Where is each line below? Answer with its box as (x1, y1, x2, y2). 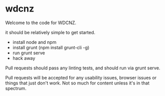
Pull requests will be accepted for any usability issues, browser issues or (5, 74, 157, 80)
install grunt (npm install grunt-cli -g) (12, 44, 90, 50)
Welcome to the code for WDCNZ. (5, 20, 77, 26)
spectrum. (5, 85, 27, 91)
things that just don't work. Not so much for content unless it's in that (5, 80, 150, 86)
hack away (12, 55, 35, 61)
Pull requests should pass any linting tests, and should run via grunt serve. (5, 65, 160, 71)
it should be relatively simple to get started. (5, 29, 96, 35)
